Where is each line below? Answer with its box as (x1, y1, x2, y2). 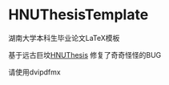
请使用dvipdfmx (8, 67, 62, 77)
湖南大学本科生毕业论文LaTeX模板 (8, 33, 120, 42)
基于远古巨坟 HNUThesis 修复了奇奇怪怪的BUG (8, 50, 162, 59)
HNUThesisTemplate (8, 6, 149, 24)
